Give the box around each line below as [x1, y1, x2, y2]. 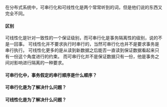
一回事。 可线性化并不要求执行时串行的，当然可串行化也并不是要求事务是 [9, 41, 160, 47]
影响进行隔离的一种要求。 [13, 60, 66, 66]
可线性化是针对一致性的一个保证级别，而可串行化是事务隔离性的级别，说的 [5, 35, 158, 41]
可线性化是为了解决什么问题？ [5, 97, 66, 103]
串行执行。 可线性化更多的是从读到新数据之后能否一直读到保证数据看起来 [5, 47, 155, 53]
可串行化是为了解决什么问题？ [5, 84, 66, 91]
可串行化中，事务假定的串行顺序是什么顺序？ [5, 72, 97, 78]
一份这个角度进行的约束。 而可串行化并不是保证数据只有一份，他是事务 [9, 54, 155, 60]
